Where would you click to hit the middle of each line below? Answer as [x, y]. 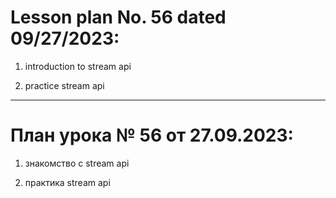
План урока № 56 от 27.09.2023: [152, 135]
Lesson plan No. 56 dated [118, 17]
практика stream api [67, 182]
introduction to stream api [78, 66]
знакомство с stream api [77, 163]
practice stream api [64, 85]
